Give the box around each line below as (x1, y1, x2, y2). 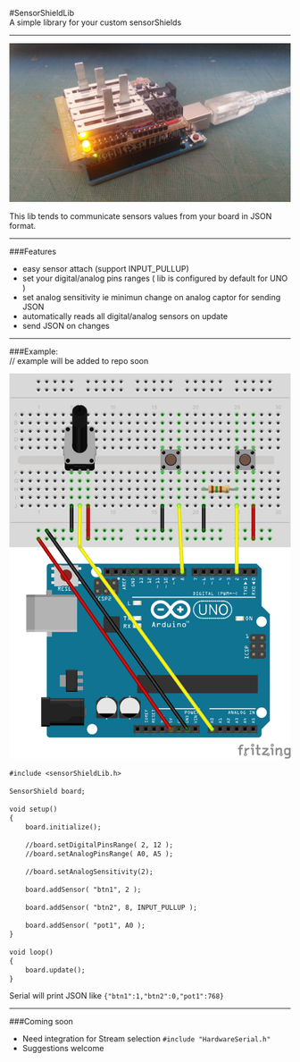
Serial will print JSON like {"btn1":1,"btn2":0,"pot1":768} (9, 990, 225, 1001)
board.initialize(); (25, 822, 102, 832)
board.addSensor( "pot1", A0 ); (25, 921, 146, 931)
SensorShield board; (9, 787, 87, 796)
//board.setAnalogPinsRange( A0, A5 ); (25, 849, 174, 859)
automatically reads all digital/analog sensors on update (21, 310, 229, 321)
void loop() (9, 948, 54, 957)
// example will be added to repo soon (9, 355, 149, 366)
